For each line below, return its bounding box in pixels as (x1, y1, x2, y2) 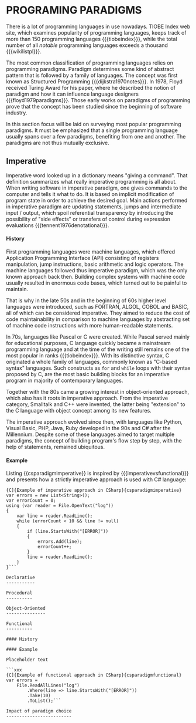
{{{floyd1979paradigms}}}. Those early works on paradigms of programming (6, 96, 191, 103)
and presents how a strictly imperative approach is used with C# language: (6, 476, 187, 483)
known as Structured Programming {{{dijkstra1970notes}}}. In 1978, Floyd (6, 77, 183, 85)
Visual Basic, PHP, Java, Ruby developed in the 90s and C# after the (6, 424, 171, 431)
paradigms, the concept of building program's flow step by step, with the (6, 437, 183, 444)
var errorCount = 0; (6, 498, 57, 504)
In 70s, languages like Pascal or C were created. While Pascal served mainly (6, 333, 190, 340)
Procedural (6, 590, 33, 596)
